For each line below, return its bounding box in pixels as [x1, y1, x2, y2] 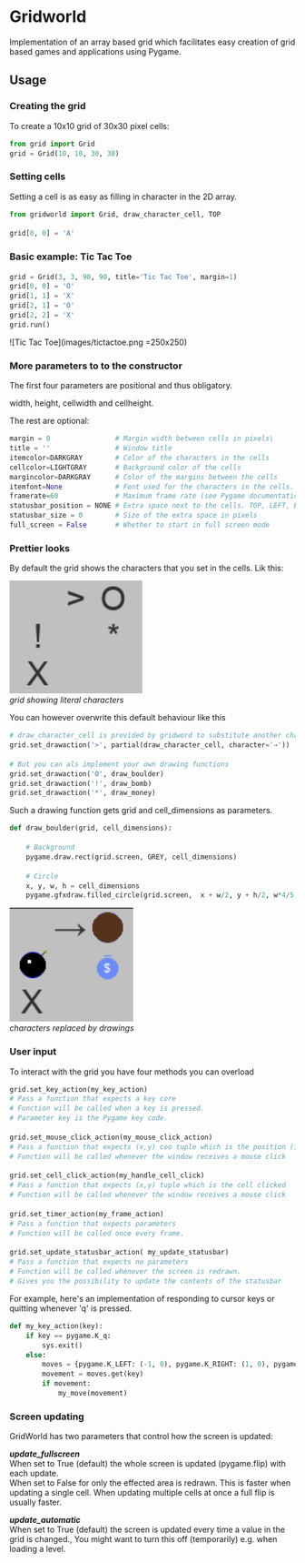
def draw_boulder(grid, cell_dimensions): [9, 823, 172, 833]
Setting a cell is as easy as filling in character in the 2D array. [9, 191, 238, 202]
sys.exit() [42, 1340, 84, 1350]
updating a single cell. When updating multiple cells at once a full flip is [9, 1487, 275, 1498]
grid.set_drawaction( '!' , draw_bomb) [9, 779, 152, 788]
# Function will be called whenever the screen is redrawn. [9, 1267, 242, 1276]
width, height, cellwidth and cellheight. [9, 398, 154, 408]
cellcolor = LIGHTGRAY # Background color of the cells [9, 462, 242, 472]
